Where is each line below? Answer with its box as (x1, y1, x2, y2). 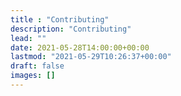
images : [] (10, 71, 56, 81)
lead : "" (10, 33, 47, 43)
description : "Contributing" (10, 24, 132, 34)
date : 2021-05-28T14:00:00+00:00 (10, 42, 150, 53)
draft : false (10, 61, 65, 71)
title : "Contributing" (10, 14, 110, 25)
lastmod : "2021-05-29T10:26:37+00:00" (10, 52, 172, 62)
